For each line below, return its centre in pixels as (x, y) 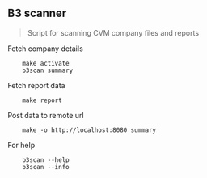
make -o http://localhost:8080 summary (89, 130)
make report (42, 100)
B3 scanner (37, 13)
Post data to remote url (46, 115)
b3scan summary (48, 70)
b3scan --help (46, 160)
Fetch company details (46, 49)
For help (21, 145)
